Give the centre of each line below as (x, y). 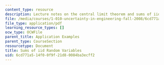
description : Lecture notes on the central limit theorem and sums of (78, 14)
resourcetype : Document (29, 46)
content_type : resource (29, 10)
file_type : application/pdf (34, 23)
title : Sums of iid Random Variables (43, 50)
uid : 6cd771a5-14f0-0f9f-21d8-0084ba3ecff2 (50, 55)
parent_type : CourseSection (34, 42)
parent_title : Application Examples (42, 37)
